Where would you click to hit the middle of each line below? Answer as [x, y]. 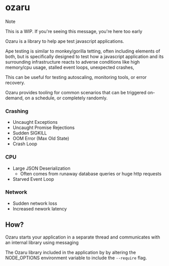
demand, [14, 98]
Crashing [17, 111]
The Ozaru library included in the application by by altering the [71, 252]
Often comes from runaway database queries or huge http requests [91, 174]
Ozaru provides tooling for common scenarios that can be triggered [76, 92]
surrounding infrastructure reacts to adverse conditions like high [73, 62]
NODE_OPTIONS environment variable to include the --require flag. [76, 258]
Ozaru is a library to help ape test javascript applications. [65, 41]
